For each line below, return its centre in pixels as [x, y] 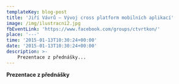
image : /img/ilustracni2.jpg [44, 23]
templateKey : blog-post [37, 12]
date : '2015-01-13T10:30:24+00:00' [52, 46]
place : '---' [23, 35]
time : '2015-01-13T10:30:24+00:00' [52, 40]
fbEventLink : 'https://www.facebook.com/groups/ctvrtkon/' [83, 29]
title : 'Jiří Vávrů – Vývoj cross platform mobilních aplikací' [90, 18]
